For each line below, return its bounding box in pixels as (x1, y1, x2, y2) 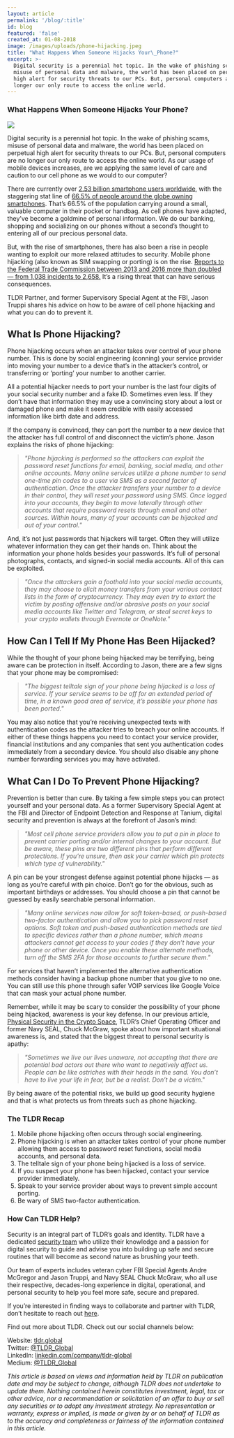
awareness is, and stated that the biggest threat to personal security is (7, 1032, 210, 1040)
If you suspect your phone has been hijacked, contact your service (17, 1167, 210, 1175)
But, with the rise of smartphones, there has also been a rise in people (7, 242, 209, 251)
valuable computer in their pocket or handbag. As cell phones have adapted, (7, 207, 227, 215)
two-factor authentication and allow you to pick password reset (24, 916, 208, 924)
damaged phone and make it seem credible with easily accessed (7, 405, 194, 413)
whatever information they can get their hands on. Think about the (7, 542, 197, 551)
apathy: (7, 1039, 29, 1048)
